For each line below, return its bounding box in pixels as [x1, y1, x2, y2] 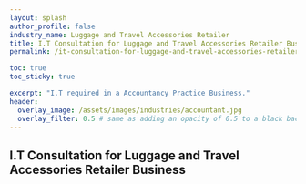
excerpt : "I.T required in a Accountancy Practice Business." [9, 88, 250, 97]
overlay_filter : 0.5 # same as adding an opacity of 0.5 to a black [17, 114, 283, 123]
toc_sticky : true [9, 72, 76, 82]
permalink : [9, 47, 51, 56]
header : [9, 97, 39, 106]
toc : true [9, 64, 47, 73]
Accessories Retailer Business [9, 161, 187, 178]
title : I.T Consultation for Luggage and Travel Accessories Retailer [9, 38, 283, 48]
